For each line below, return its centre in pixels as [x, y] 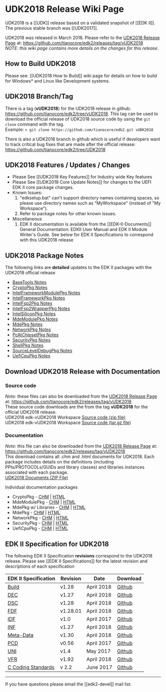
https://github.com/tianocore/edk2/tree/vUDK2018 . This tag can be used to [82, 114]
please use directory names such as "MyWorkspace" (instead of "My [90, 203]
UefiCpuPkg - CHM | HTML [40, 528]
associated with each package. [37, 472]
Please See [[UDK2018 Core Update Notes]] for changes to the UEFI [82, 182]
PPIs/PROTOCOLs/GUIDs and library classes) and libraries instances [75, 467]
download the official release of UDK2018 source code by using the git [78, 119]
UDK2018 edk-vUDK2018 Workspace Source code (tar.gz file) [68, 422]
